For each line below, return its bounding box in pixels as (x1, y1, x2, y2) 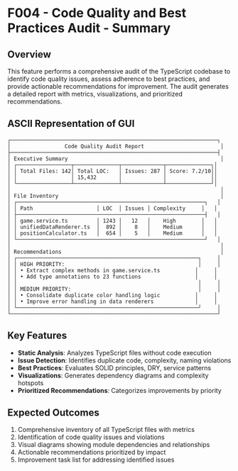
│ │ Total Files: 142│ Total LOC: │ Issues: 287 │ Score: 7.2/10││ (7, 167, 218, 174)
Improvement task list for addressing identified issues (17, 455, 175, 464)
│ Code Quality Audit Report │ (7, 143, 224, 150)
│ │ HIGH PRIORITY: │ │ (7, 260, 221, 267)
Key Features (7, 330, 67, 342)
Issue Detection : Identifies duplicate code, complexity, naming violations (17, 356, 232, 365)
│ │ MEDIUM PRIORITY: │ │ (7, 285, 221, 292)
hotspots (17, 378, 44, 387)
